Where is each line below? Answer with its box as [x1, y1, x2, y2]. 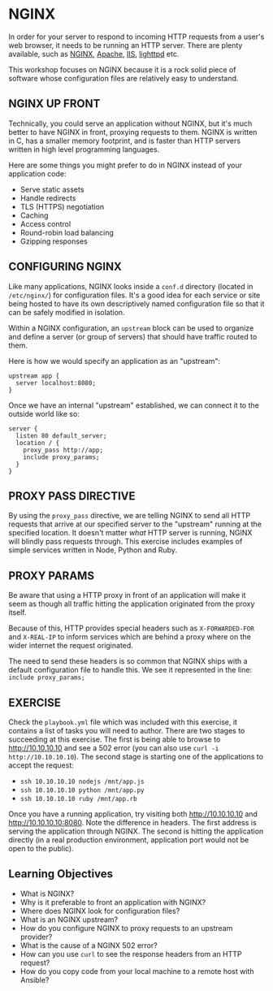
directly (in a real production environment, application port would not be [8, 835, 249, 845]
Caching [19, 210, 49, 220]
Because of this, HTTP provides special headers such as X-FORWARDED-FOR [8, 623, 254, 634]
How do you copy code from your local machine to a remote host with [19, 966, 254, 976]
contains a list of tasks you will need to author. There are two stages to [8, 726, 245, 735]
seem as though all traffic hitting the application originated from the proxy [8, 599, 255, 609]
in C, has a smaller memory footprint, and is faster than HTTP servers [8, 136, 241, 145]
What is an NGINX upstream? [19, 915, 119, 924]
